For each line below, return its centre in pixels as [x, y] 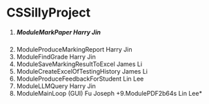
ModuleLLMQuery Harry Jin [56, 86]
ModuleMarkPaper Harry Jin [59, 32]
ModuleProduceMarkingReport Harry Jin [74, 50]
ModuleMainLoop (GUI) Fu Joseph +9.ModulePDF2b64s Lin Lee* [109, 94]
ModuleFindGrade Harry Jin [56, 57]
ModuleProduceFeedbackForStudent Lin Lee [80, 79]
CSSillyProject [49, 13]
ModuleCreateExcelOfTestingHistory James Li [82, 72]
